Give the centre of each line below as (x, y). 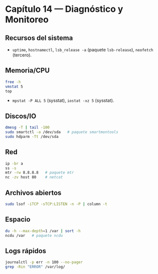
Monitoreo (27, 20)
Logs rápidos (26, 251)
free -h (13, 82)
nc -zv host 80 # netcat (34, 177)
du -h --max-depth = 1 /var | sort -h (43, 231)
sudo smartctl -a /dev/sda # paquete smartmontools (62, 132)
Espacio (18, 219)
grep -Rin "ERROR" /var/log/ (35, 267)
